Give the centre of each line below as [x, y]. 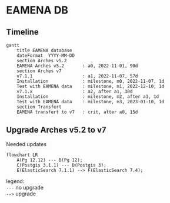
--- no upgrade [25, 187]
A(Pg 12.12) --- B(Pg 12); [50, 160]
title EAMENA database [44, 50]
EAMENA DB [37, 10]
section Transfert [39, 107]
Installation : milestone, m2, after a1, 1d [88, 97]
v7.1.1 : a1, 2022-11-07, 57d [77, 76]
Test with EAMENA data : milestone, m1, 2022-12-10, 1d [91, 86]
